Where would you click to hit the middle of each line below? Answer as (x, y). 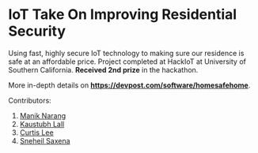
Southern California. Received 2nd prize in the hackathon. (103, 69)
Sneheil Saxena (45, 140)
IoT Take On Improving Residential (123, 15)
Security (37, 31)
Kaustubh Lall (42, 124)
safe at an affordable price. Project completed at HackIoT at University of (127, 62)
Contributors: (30, 100)
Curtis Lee (36, 132)
